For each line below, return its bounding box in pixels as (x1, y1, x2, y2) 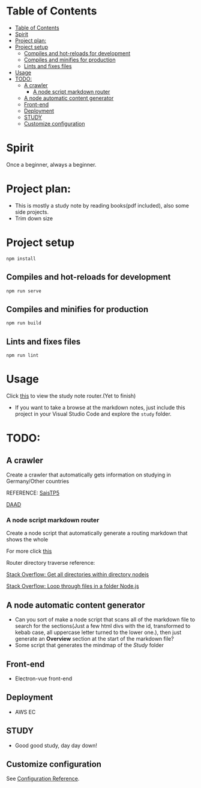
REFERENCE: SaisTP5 (6, 489, 60, 497)
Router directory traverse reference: (6, 559, 95, 567)
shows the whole (6, 536, 49, 543)
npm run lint (6, 352, 39, 359)
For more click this (6, 547, 52, 555)
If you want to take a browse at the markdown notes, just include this (14, 404, 185, 411)
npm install (6, 256, 36, 262)
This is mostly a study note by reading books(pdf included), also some (14, 202, 189, 209)
